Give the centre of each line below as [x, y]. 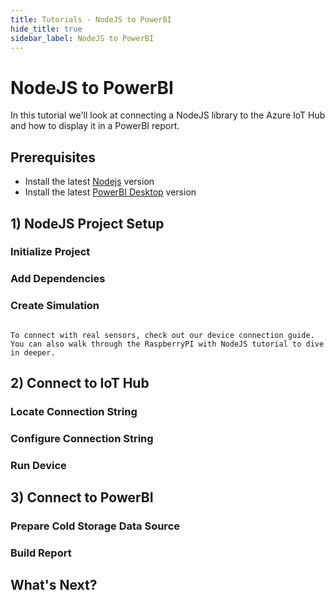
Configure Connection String [82, 438]
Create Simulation [55, 306]
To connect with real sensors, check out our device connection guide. [162, 335]
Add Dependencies [58, 279]
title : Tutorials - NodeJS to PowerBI [91, 19]
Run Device [38, 465]
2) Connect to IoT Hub [80, 383]
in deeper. [33, 352]
